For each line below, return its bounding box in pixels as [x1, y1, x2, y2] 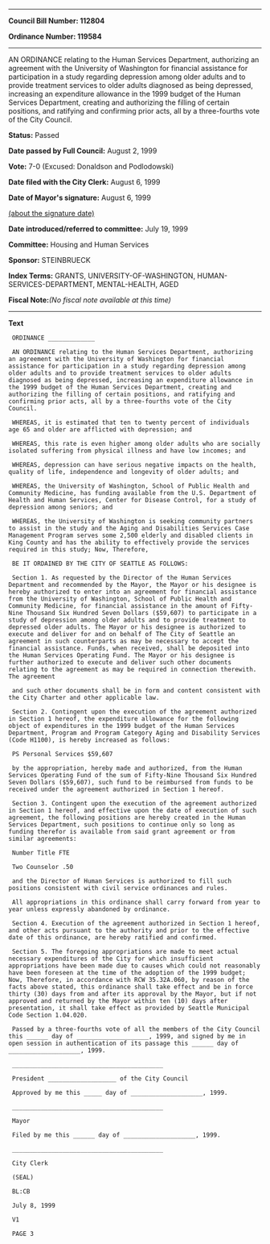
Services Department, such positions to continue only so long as [8, 821, 235, 829]
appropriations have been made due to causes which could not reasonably [8, 962, 261, 970]
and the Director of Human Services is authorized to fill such [11, 877, 231, 885]
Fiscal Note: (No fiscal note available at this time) [8, 295, 171, 305]
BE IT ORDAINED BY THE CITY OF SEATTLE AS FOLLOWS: [11, 560, 189, 568]
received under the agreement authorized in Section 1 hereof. [8, 785, 225, 793]
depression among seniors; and [8, 503, 113, 511]
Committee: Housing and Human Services [8, 239, 149, 249]
